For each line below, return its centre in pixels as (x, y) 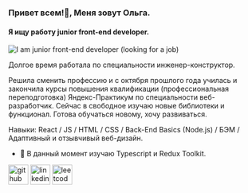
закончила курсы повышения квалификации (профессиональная (119, 89)
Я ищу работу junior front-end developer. (79, 32)
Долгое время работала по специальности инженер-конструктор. (122, 65)
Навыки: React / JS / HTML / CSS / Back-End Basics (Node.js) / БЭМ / (124, 130)
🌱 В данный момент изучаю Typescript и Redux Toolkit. (113, 154)
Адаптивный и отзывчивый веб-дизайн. (76, 138)
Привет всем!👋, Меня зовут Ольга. (79, 13)
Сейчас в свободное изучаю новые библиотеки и (140, 106)
